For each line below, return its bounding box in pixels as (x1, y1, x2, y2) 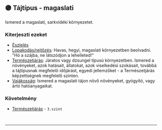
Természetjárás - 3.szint (12, 106, 63, 112)
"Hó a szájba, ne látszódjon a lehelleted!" (12, 52, 94, 58)
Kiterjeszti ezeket (5, 31, 47, 38)
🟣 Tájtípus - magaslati (5, 4, 74, 12)
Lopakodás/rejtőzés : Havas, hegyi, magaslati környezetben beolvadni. (12, 47, 151, 53)
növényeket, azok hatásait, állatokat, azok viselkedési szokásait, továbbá (12, 63, 157, 68)
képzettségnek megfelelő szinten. (12, 73, 80, 78)
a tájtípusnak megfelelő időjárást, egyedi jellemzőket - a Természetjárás (12, 68, 155, 74)
